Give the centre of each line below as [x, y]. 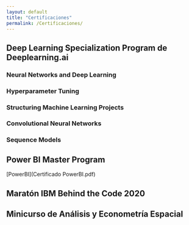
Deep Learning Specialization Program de [87, 48]
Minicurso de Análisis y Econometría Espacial [95, 214]
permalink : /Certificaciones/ [45, 23]
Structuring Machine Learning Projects [65, 107]
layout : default [27, 12]
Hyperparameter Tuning [43, 91]
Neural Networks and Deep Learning [62, 75]
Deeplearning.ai [37, 57]
